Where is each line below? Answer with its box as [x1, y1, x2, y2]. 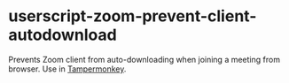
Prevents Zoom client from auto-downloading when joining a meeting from [8, 54, 281, 64]
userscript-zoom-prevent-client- [8, 6, 257, 26]
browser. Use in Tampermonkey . [8, 64, 127, 74]
